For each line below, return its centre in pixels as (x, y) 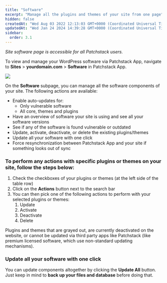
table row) (23, 184)
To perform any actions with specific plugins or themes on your (83, 161)
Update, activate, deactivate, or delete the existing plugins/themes (80, 132)
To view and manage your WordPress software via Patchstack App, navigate (83, 61)
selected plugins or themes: (41, 199)
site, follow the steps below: (40, 167)
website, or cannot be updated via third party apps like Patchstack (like (78, 236)
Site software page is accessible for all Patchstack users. (64, 52)
